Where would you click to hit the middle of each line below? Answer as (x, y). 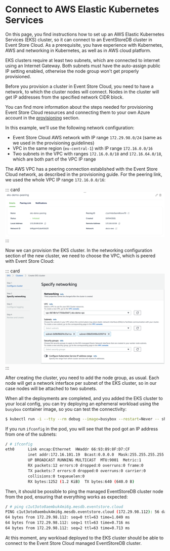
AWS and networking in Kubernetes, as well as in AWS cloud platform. (78, 50)
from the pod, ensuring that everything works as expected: (67, 497)
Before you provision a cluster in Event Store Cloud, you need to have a (79, 86)
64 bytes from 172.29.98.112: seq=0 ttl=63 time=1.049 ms (68, 517)
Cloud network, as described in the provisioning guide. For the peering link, (84, 174)
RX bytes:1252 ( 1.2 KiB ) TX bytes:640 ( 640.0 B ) (81, 481)
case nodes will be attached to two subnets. (51, 388)
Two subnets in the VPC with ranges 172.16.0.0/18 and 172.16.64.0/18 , (88, 154)
